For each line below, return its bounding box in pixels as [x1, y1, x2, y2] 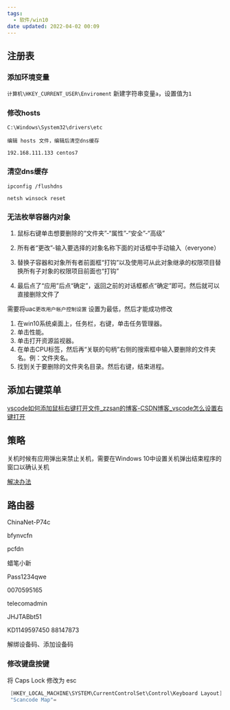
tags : [7, 10, 23, 17]
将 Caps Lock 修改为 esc [7, 676, 77, 685]
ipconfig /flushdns [7, 183, 63, 190]
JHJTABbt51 [7, 613, 43, 621]
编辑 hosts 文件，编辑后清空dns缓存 [7, 138, 100, 144]
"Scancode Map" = [10, 696, 57, 703]
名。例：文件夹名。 [16, 354, 72, 362]
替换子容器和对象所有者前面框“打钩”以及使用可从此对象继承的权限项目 [16, 258, 216, 266]
